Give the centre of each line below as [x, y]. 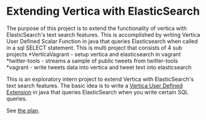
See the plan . [23, 110]
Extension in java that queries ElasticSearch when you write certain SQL [97, 92]
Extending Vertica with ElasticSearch [103, 11]
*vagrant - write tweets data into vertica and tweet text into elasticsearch [99, 67]
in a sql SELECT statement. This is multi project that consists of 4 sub [94, 48]
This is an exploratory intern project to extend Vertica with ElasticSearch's [100, 79]
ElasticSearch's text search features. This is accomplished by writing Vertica [103, 34]
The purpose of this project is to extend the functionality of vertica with [97, 28]
